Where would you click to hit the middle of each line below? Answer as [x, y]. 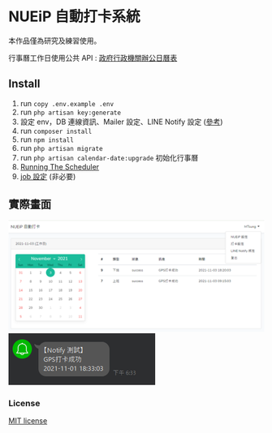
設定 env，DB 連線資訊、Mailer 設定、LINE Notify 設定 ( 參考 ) [121, 122]
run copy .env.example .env [67, 103]
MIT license [28, 421]
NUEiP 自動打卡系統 [74, 17]
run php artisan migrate [61, 148]
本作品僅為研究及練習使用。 [55, 41]
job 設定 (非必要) [48, 176]
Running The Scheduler [60, 166]
